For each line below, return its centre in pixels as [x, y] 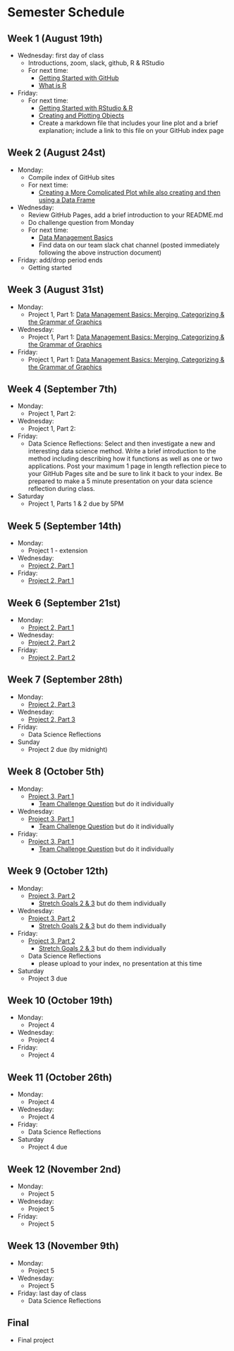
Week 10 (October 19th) [60, 1001]
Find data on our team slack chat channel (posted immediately [129, 245]
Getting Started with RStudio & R [86, 108]
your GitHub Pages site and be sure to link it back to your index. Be [125, 474]
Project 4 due [48, 1147]
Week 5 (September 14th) [64, 526]
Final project [36, 1340]
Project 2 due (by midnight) [68, 749]
